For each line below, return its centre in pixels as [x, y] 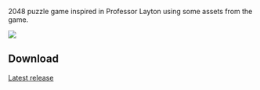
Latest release [31, 77]
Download [33, 59]
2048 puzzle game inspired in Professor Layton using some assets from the [130, 11]
